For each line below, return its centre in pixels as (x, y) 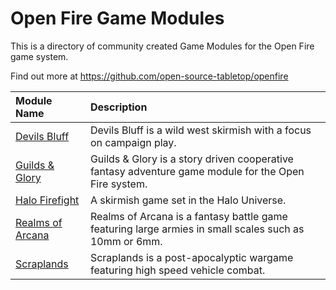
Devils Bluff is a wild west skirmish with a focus (200, 130)
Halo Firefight (47, 200)
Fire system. (118, 184)
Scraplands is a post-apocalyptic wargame (191, 257)
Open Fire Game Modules (117, 18)
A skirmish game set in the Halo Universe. (188, 200)
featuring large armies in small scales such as (197, 229)
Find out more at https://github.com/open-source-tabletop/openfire (149, 76)
